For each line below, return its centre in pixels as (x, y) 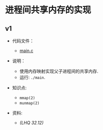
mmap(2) (27, 98)
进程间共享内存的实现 (48, 10)
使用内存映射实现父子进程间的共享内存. (59, 71)
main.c (26, 51)
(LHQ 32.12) (31, 123)
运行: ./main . (32, 77)
